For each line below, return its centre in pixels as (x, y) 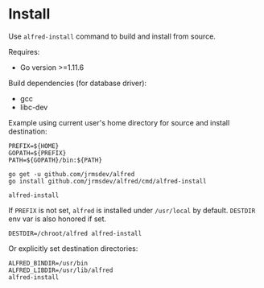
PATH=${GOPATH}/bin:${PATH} (56, 160)
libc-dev (34, 107)
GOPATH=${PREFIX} (37, 153)
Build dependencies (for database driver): (78, 83)
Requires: (24, 51)
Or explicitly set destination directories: (73, 248)
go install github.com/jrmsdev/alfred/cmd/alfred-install (107, 181)
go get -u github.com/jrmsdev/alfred (72, 174)
